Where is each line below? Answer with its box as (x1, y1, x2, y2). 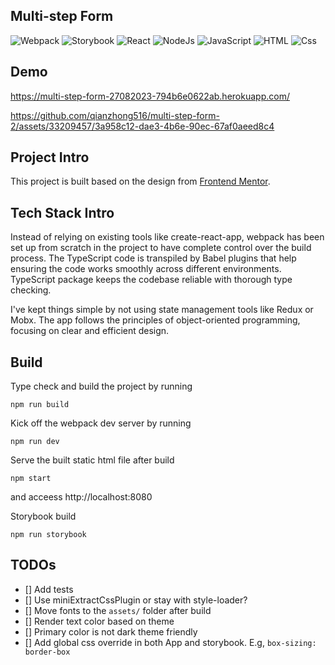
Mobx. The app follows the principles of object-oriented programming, (10, 314, 301, 326)
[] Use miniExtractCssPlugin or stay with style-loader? (24, 594, 248, 606)
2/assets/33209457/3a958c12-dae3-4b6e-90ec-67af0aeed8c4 (10, 120, 275, 132)
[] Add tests (24, 583, 74, 595)
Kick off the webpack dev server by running (10, 417, 192, 429)
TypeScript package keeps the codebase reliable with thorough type (10, 274, 293, 286)
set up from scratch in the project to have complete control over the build (10, 242, 312, 254)
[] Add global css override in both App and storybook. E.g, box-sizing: (24, 636, 317, 648)
